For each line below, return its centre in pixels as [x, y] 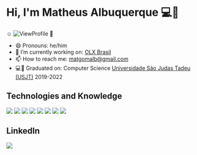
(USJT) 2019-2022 [39, 77]
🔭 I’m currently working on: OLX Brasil [63, 52]
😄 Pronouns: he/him [41, 45]
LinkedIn [23, 131]
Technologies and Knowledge [64, 96]
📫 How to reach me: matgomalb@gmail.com [72, 59]
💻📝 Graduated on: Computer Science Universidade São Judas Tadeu [103, 68]
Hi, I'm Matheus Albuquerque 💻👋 [93, 13]
